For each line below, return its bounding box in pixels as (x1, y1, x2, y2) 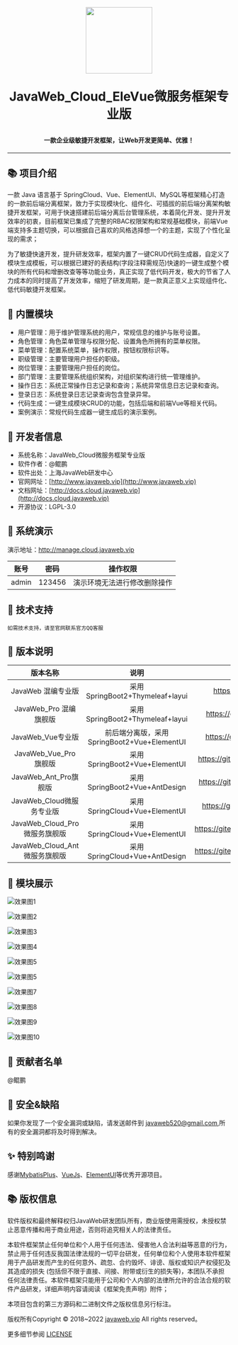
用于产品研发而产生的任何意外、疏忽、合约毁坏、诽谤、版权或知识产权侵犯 (7, 1258, 225, 1266)
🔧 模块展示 (7, 877, 53, 889)
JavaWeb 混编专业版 (11, 686, 79, 696)
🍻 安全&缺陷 (7, 1099, 59, 1111)
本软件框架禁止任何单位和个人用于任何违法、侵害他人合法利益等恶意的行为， (7, 1240, 231, 1249)
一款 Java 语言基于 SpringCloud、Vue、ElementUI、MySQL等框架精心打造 (7, 191, 225, 199)
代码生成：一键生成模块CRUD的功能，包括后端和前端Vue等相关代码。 (17, 399, 221, 407)
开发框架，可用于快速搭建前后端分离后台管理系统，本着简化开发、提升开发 (13, 208, 231, 217)
